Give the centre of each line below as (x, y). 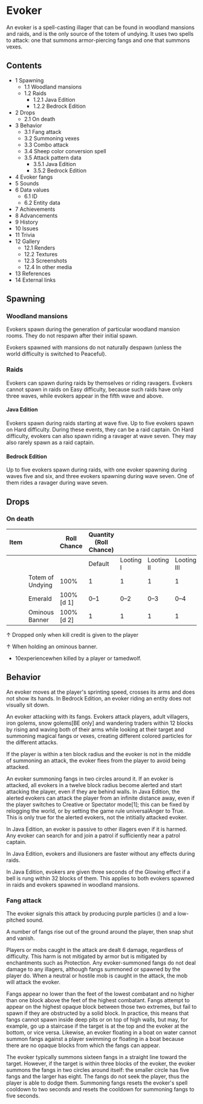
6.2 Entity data (42, 202)
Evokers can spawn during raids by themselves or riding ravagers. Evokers (99, 383)
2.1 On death (40, 119)
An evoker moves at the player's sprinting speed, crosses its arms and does (101, 692)
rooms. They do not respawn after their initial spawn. (72, 336)
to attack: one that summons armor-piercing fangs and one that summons (98, 40)
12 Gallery (27, 241)
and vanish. (21, 938)
